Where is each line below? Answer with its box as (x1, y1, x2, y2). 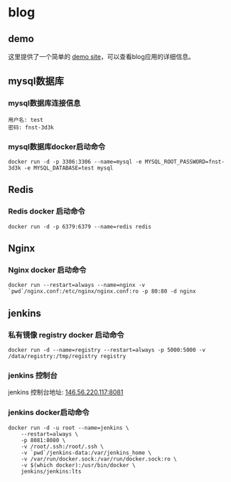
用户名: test (8, 116, 43, 123)
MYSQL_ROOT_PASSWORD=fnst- (144, 158, 225, 165)
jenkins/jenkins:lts (21, 468, 82, 475)
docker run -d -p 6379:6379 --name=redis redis (8, 223, 152, 230)
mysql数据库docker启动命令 (8, 142, 106, 152)
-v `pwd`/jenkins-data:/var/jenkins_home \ (21, 449, 152, 456)
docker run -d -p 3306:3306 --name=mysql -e (8, 158, 142, 165)
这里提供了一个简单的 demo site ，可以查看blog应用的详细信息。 (8, 53, 195, 61)
